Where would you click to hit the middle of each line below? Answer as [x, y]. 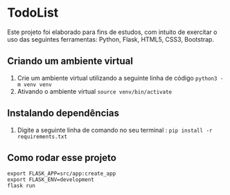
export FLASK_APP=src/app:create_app [62, 174]
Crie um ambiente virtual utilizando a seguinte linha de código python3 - [120, 78]
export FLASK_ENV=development [51, 180]
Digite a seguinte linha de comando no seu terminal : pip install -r [115, 130]
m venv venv [34, 85]
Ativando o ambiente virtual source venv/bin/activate [94, 91]
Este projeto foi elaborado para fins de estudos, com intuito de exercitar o [112, 32]
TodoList [33, 13]
